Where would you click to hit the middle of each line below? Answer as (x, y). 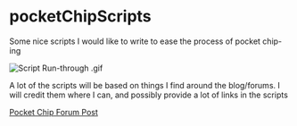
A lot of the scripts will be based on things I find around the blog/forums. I (145, 85)
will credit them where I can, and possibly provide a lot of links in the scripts (148, 95)
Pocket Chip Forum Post (54, 112)
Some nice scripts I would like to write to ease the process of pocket (135, 41)
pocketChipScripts (80, 17)
